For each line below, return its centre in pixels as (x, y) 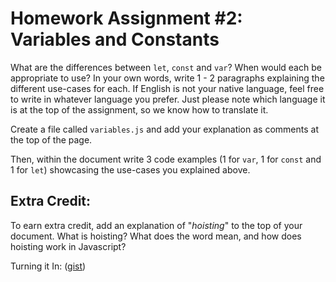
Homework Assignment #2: (126, 18)
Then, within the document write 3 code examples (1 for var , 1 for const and (166, 159)
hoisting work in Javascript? (68, 246)
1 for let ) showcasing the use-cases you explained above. (130, 169)
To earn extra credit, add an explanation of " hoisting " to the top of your (156, 225)
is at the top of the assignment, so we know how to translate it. (139, 109)
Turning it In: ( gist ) (48, 266)
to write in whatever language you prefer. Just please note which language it (168, 99)
